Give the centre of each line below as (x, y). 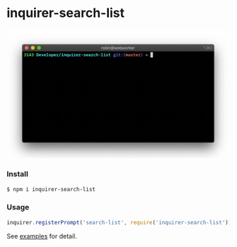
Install (18, 173)
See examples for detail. (42, 236)
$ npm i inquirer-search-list (51, 190)
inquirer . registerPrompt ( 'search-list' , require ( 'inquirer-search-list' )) (119, 223)
